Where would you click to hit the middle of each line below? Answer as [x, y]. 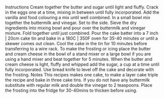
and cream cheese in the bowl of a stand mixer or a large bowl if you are [78, 54]
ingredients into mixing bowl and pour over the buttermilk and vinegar [75, 28]
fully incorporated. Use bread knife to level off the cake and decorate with [80, 70]
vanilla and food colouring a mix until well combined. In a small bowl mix [78, 17]
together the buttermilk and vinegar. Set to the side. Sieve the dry [71, 23]
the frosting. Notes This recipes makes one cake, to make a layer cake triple [82, 75]
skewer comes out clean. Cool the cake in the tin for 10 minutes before [76, 43]
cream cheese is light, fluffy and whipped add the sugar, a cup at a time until [82, 64]
